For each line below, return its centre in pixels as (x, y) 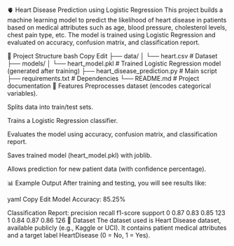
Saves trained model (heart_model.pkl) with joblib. (80, 155)
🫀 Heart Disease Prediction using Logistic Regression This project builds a (115, 10)
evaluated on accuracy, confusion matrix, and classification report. (104, 42)
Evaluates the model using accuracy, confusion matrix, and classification (112, 134)
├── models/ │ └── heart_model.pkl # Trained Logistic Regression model (114, 63)
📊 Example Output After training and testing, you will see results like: (107, 183)
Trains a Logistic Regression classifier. (62, 121)
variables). (22, 93)
